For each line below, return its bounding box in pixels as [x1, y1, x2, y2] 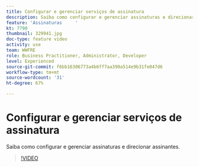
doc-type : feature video [6, 36, 68, 42]
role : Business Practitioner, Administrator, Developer [6, 53, 147, 59]
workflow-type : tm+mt [6, 69, 60, 75]
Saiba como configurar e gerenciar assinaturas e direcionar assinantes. [6, 143, 181, 150]
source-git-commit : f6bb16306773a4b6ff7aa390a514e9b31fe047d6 [6, 63, 163, 70]
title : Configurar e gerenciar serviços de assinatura [6, 8, 145, 15]
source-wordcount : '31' [6, 75, 65, 81]
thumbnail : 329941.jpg [6, 31, 62, 37]
